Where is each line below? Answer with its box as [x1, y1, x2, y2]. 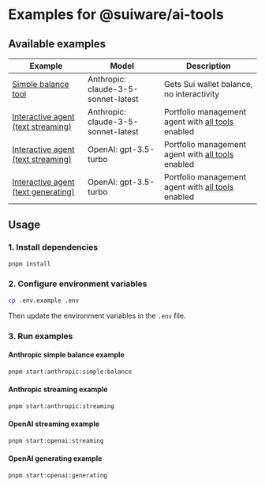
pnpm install [8, 259, 51, 268]
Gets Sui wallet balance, [164, 79, 253, 89]
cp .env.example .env [8, 296, 80, 304]
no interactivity [164, 89, 219, 100]
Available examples [8, 37, 106, 51]
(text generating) [12, 187, 75, 197]
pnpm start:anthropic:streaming [8, 402, 114, 410]
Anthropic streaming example [8, 385, 108, 395]
